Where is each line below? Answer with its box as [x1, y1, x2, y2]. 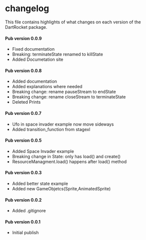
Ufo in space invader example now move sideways [12, 121, 114, 127]
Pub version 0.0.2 [5, 197, 42, 203]
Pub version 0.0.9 [5, 35, 42, 41]
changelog [5, 3, 50, 14]
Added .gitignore [12, 208, 46, 214]
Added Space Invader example [12, 148, 74, 154]
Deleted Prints [12, 99, 41, 105]
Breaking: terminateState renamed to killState [12, 52, 103, 57]
